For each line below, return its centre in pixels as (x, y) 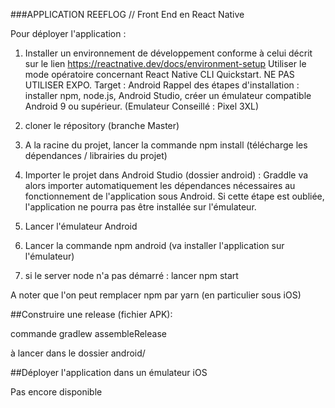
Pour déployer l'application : (68, 33)
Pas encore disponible (56, 392)
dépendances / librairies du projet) (96, 155)
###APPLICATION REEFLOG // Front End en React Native (127, 14)
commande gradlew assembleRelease (88, 333)
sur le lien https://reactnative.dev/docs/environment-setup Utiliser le (165, 63)
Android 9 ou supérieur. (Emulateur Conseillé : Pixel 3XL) (142, 106)
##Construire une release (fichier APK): (91, 314)
